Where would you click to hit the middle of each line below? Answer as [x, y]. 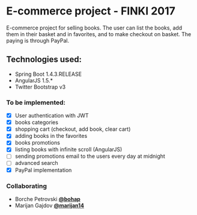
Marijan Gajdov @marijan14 [50, 205]
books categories [37, 122]
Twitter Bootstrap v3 [40, 87]
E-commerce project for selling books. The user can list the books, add [94, 28]
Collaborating [26, 186]
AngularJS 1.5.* [34, 80]
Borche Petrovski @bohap [48, 199]
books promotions [37, 143]
